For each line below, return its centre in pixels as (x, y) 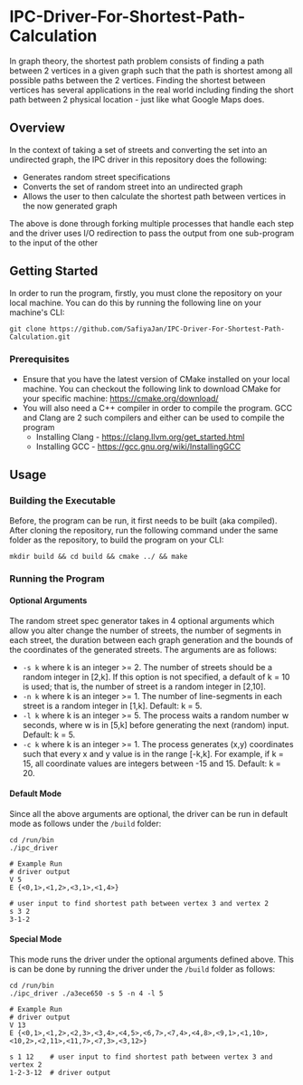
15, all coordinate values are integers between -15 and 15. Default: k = (152, 763)
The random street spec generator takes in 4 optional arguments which (142, 620)
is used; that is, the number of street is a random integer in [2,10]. (144, 687)
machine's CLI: (37, 312)
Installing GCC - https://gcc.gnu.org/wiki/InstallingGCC (138, 446)
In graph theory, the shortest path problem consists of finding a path (137, 61)
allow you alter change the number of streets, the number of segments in (146, 630)
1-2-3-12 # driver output (60, 1073)
